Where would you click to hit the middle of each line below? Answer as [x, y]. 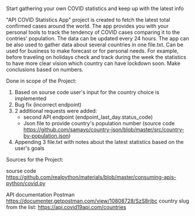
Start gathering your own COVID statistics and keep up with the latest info [95, 8]
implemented [30, 98]
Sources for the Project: [35, 160]
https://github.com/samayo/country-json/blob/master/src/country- [104, 129]
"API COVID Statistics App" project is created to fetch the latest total [88, 20]
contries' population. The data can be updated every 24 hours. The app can [97, 38]
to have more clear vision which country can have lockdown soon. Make [93, 63]
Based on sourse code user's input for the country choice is [87, 92]
